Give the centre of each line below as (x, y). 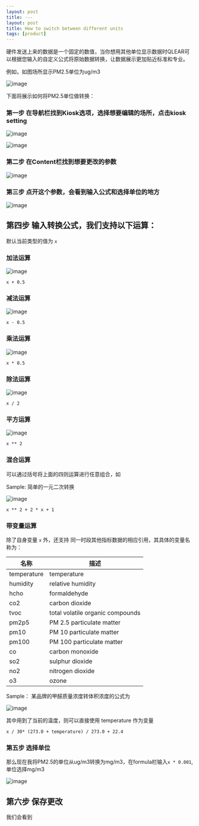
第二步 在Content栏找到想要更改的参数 (61, 162)
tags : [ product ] (26, 34)
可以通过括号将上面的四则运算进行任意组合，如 (63, 474)
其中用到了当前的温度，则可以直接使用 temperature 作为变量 (80, 720)
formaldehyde (69, 593)
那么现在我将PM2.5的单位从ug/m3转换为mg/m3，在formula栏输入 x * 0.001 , (99, 762)
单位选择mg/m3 (25, 769)
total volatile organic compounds (95, 612)
